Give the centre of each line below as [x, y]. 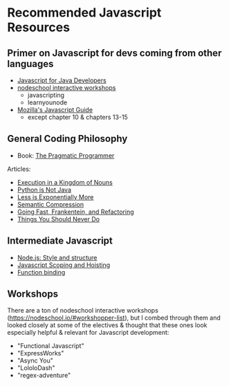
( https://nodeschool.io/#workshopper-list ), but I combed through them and [114, 318]
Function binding [41, 272]
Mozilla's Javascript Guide [55, 110]
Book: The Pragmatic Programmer [66, 155]
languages [30, 64]
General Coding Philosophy [67, 139]
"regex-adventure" [44, 376]
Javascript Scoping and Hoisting [64, 265]
